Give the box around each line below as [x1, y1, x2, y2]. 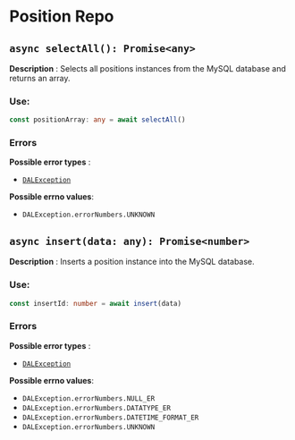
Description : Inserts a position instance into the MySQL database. [9, 257, 255, 267]
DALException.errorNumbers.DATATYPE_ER [21, 403, 172, 412]
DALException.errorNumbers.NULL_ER [21, 393, 156, 403]
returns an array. [9, 73, 71, 83]
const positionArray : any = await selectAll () [9, 115, 186, 124]
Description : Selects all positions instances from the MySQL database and [9, 63, 286, 73]
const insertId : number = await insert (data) [9, 299, 181, 308]
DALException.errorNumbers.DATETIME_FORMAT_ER [21, 413, 199, 422]
